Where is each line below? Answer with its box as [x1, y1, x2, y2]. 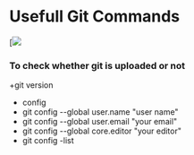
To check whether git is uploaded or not [9, 59, 186, 72]
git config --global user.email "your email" [21, 116, 178, 127]
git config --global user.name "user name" [21, 107, 179, 117]
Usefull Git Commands [9, 6, 181, 27]
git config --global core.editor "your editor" [21, 125, 181, 136]
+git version [9, 80, 54, 90]
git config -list [21, 135, 74, 146]
